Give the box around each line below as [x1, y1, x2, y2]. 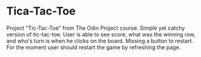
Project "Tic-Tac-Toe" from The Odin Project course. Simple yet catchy [6, 24, 185, 32]
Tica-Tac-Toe [6, 4, 76, 18]
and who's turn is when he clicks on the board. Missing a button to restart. [6, 37, 194, 44]
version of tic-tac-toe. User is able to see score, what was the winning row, [6, 30, 196, 38]
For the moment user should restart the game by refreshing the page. [6, 44, 181, 51]
